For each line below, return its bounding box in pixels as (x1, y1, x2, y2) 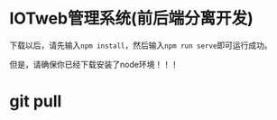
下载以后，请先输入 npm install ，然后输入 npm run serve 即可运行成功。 (9, 40, 272, 51)
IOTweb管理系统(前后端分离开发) (9, 8, 254, 29)
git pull (9, 91, 62, 112)
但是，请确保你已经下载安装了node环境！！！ (9, 59, 179, 69)
